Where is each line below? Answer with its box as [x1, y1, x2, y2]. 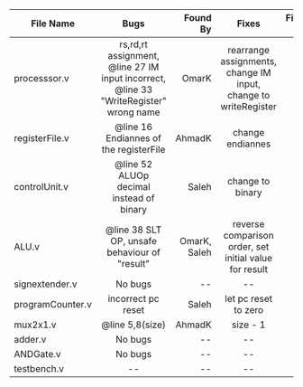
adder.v [14, 334, 47, 345]
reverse [233, 218, 265, 230]
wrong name [106, 106, 161, 118]
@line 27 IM [107, 61, 160, 73]
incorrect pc [107, 293, 160, 305]
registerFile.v [14, 132, 69, 144]
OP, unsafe [110, 235, 158, 247]
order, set [228, 241, 270, 252]
